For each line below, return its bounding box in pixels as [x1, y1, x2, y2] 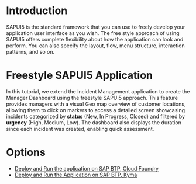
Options [6, 146, 46, 159]
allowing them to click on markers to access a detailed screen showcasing [6, 106, 185, 113]
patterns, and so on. [6, 48, 54, 55]
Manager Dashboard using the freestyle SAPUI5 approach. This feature [6, 94, 178, 101]
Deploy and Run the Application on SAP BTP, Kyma [14, 171, 137, 178]
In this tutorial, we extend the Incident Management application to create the [6, 88, 190, 95]
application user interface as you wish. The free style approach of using [6, 29, 180, 36]
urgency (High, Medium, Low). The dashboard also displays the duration [6, 119, 181, 126]
